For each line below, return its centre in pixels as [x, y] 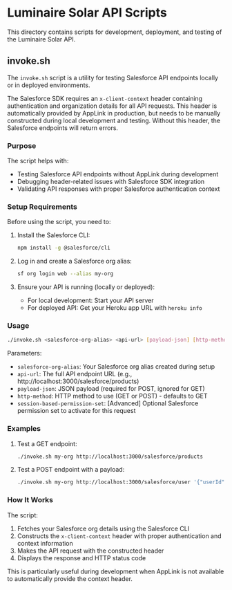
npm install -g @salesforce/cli [64, 248]
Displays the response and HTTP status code [81, 557]
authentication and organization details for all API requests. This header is [112, 106]
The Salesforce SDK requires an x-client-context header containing [105, 98]
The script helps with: [38, 161]
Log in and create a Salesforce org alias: [75, 261]
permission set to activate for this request [76, 411]
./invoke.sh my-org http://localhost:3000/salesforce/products [110, 457]
